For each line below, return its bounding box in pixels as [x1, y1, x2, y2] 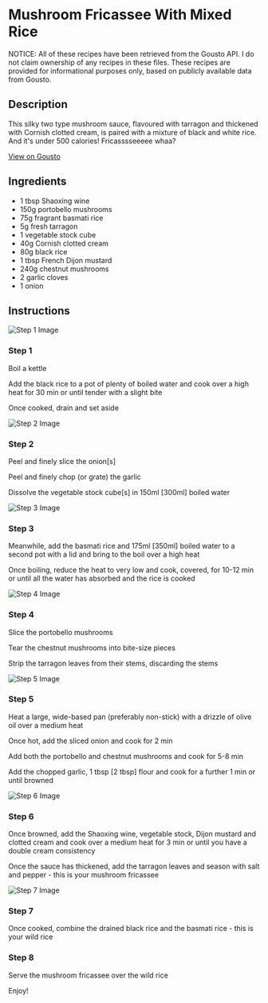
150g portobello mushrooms [19, 204, 112, 214]
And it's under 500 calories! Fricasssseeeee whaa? [8, 136, 176, 146]
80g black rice [19, 246, 68, 257]
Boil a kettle [8, 363, 47, 373]
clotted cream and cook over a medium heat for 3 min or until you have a [8, 837, 247, 847]
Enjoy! [8, 985, 30, 995]
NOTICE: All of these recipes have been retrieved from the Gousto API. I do [8, 49, 254, 58]
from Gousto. [8, 74, 52, 84]
